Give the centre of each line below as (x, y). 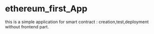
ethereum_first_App (46, 9)
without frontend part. (27, 26)
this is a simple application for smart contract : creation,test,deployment (77, 22)
